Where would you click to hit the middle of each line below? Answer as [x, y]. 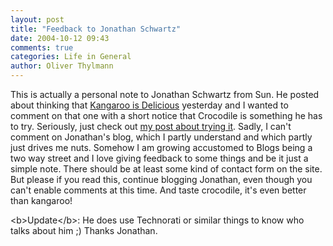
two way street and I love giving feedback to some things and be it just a [159, 158]
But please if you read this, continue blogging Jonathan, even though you [161, 179]
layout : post [37, 19]
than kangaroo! [41, 200]
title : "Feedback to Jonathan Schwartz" [96, 29]
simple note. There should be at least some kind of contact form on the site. [166, 169]
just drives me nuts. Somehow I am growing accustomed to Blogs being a [161, 147]
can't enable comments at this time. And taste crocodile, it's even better [158, 190]
